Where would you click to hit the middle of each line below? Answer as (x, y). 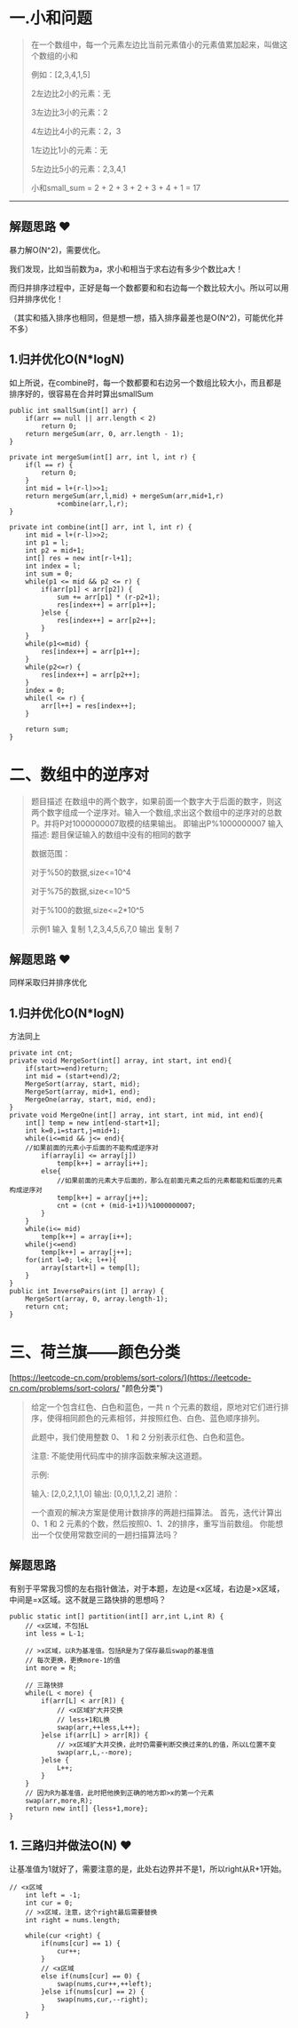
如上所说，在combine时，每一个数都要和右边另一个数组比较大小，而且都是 (145, 382)
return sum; (47, 729)
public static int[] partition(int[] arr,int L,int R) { (117, 1616)
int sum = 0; (49, 574)
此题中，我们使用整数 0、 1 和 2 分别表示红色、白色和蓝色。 (140, 1437)
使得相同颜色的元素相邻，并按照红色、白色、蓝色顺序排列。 (155, 1419)
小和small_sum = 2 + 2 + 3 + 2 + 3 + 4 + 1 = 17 (116, 187)
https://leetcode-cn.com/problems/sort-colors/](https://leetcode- (132, 1378)
